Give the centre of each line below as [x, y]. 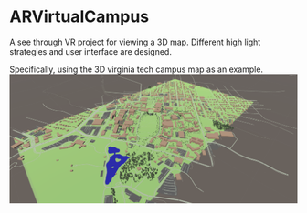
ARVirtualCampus [79, 17]
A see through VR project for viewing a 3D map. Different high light [135, 42]
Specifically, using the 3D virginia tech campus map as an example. [136, 69]
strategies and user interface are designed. [90, 51]
